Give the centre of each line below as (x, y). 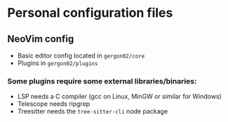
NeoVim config (41, 39)
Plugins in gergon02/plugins (58, 63)
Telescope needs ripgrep (54, 104)
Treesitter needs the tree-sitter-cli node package (93, 111)
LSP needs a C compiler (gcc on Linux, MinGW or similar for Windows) (120, 97)
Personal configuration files (90, 13)
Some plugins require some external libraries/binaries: (102, 81)
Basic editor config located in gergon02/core (81, 55)
